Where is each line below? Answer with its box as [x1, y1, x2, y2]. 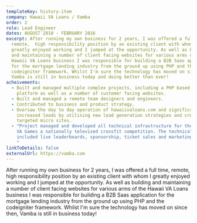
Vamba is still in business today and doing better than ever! [11, 74, 169, 80]
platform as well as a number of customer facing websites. [16, 90, 167, 96]
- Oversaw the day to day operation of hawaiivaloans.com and [11, 107, 167, 113]
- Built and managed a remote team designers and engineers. [11, 96, 164, 102]
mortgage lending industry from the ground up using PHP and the [6, 198, 165, 205]
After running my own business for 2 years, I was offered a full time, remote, [6, 167, 190, 174]
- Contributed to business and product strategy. [11, 101, 135, 107]
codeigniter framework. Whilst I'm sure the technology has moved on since [6, 204, 188, 211]
